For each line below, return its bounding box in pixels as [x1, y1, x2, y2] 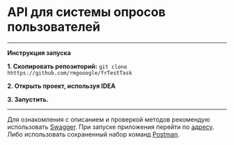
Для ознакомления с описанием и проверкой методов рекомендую [7, 115, 210, 123]
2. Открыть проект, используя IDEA [7, 82, 116, 90]
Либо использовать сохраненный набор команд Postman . [7, 130, 180, 138]
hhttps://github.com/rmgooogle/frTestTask [7, 69, 132, 77]
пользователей [7, 19, 101, 35]
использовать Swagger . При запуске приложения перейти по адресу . [7, 123, 214, 131]
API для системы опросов [7, 4, 166, 20]
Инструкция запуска [7, 48, 71, 56]
